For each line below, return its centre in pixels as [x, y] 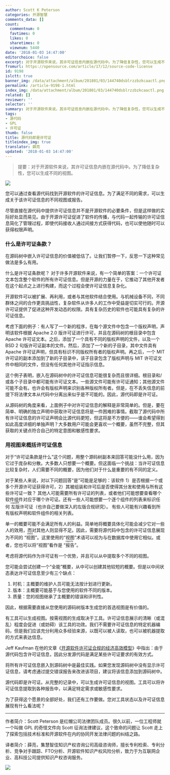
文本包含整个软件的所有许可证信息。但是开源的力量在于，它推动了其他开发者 [85, 279]
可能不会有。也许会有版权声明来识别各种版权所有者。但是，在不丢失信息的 [83, 388]
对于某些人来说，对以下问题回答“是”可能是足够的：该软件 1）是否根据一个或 [84, 480]
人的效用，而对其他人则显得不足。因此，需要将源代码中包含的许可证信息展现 [85, 530]
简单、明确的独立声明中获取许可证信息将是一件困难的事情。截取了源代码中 [83, 411]
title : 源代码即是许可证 [28, 138]
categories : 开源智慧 [27, 15]
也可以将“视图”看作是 [40, 545]
